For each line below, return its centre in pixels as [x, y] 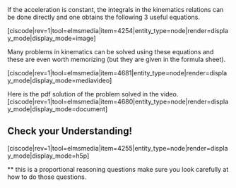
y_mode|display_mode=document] [58, 109]
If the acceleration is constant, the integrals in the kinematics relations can [116, 10]
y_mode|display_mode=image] [52, 38]
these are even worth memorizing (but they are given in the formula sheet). [117, 59]
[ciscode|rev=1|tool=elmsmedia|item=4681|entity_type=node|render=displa [117, 73]
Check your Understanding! [70, 131]
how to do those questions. [47, 177]
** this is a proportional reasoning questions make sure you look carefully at [118, 169]
